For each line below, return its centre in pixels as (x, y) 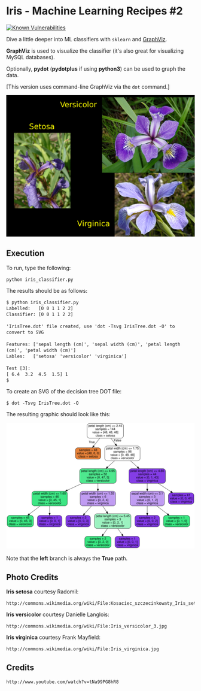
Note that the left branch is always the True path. (67, 559)
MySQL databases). (31, 57)
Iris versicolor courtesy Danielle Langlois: (58, 614)
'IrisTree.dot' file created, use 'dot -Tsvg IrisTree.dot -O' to (91, 326)
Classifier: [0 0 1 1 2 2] (40, 314)
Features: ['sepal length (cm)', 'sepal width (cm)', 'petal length (93, 344)
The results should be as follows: (47, 290)
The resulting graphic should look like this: (58, 414)
